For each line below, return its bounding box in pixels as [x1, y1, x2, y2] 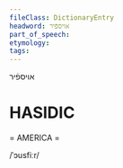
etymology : [9, 38, 50, 48]
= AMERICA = [9, 132, 60, 144]
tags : [9, 47, 30, 56]
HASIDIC [9, 102, 75, 123]
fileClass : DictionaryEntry [9, 13, 115, 22]
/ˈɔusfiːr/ [9, 150, 40, 161]
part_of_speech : [9, 30, 70, 39]
